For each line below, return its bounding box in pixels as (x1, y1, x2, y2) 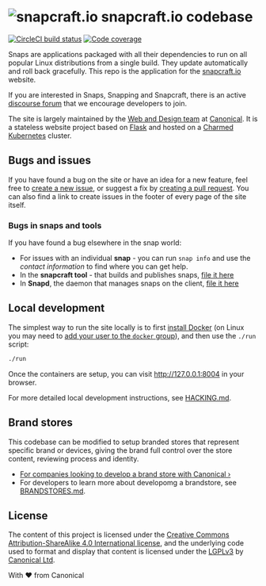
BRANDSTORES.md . (19, 486, 85, 496)
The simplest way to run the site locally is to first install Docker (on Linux (8, 322, 245, 332)
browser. (8, 377, 37, 387)
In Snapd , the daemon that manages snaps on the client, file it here (19, 278, 239, 289)
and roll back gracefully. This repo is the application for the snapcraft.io (8, 66, 241, 75)
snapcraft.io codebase (101, 8, 253, 26)
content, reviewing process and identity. (8, 454, 139, 463)
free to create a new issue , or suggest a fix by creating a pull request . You (8, 183, 249, 193)
